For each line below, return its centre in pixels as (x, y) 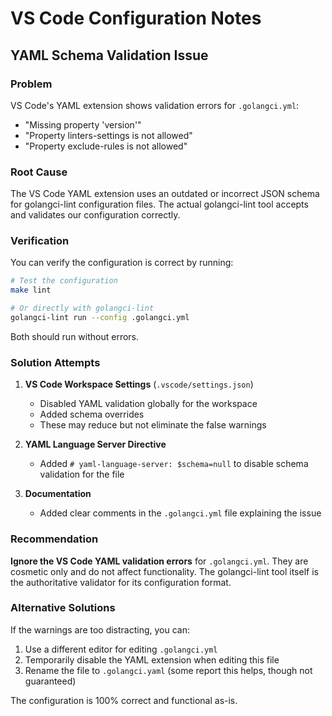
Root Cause (39, 172)
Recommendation (54, 539)
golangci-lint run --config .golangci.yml (100, 318)
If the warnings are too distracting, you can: (100, 629)
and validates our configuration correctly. (95, 215)
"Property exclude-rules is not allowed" (106, 146)
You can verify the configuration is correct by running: (122, 263)
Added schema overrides (92, 414)
